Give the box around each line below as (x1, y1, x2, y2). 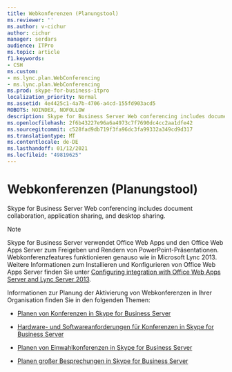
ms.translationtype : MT (7, 132, 76, 139)
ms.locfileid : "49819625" (7, 151, 81, 159)
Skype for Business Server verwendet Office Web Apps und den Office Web (7, 238, 224, 246)
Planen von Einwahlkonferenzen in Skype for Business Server (17, 343, 193, 351)
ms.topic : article (7, 49, 60, 56)
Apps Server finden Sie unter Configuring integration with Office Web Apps (7, 268, 221, 276)
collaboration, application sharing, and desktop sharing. (7, 212, 166, 220)
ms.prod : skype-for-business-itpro (7, 87, 110, 94)
